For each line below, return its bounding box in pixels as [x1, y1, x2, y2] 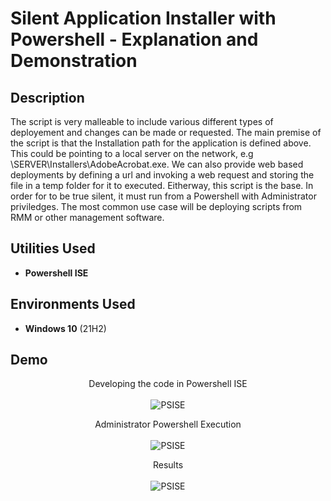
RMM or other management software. [10, 212, 165, 223]
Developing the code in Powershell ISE [88, 378, 248, 390]
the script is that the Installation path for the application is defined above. [10, 137, 312, 149]
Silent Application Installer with [10, 7, 277, 30]
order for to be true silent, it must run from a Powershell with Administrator [10, 190, 317, 202]
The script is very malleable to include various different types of [10, 116, 274, 127]
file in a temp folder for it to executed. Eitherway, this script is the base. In [10, 180, 314, 191]
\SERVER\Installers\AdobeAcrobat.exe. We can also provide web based [10, 158, 304, 170]
